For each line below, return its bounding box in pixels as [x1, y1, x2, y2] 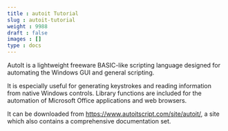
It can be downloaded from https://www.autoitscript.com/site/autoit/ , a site [7, 110, 220, 118]
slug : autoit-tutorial [7, 17, 76, 23]
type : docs [7, 42, 41, 49]
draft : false [7, 29, 48, 37]
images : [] [7, 36, 41, 43]
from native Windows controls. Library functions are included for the [7, 89, 202, 97]
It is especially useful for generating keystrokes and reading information [7, 82, 212, 90]
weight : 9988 [7, 23, 48, 30]
